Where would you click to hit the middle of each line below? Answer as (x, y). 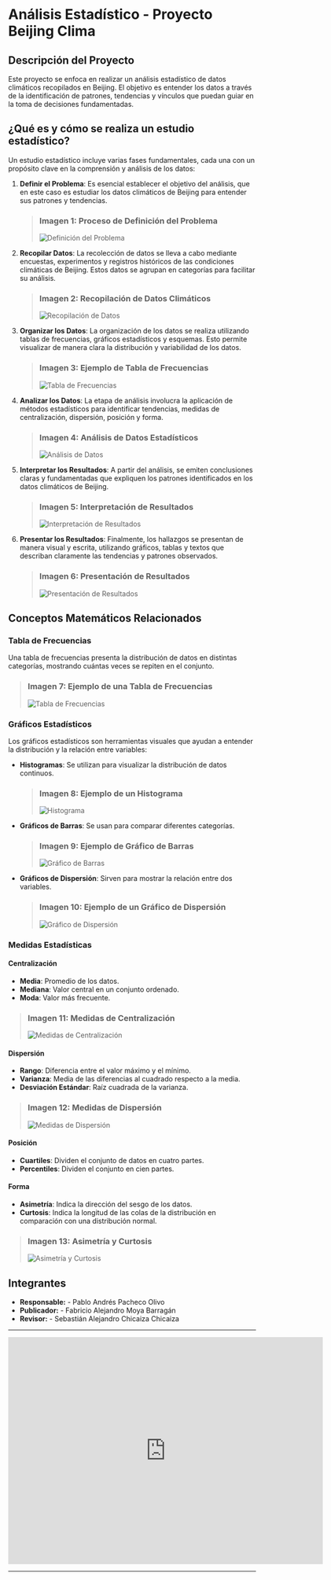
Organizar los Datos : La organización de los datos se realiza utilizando (134, 331)
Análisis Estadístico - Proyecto (110, 15)
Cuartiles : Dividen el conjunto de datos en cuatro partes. (112, 1160)
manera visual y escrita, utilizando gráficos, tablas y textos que (121, 547)
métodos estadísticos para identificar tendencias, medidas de (120, 409)
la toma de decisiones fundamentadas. (71, 104)
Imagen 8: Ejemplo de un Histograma (111, 794)
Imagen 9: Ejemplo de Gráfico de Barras (116, 846)
